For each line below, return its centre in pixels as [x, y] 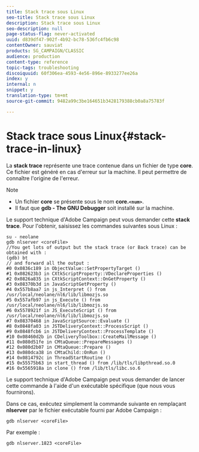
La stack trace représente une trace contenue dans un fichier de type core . [100, 165]
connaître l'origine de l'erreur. [43, 178]
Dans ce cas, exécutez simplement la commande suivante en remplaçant [97, 403]
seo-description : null [34, 29]
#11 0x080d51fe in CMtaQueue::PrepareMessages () [70, 342]
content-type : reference [37, 62]
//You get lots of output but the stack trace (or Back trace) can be [96, 247]
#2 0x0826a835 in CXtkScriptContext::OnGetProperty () [76, 279]
